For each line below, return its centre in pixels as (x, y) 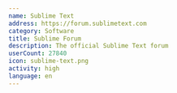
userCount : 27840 (38, 53)
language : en (30, 76)
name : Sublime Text (41, 16)
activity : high (34, 69)
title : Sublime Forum (45, 38)
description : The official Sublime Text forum (88, 46)
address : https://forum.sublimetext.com (78, 23)
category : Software (41, 31)
